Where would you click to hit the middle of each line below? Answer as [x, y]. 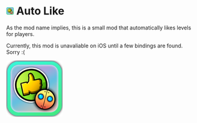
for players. [20, 34]
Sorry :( [16, 52]
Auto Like [40, 11]
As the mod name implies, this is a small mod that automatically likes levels [99, 28]
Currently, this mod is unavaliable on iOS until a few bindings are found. [95, 46]
